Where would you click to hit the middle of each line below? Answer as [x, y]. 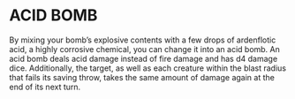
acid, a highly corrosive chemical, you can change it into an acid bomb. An [145, 49]
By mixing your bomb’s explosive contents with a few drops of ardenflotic [143, 40]
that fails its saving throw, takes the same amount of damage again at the [142, 77]
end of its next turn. [45, 87]
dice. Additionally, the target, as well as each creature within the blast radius [148, 68]
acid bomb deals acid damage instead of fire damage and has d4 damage [144, 58]
